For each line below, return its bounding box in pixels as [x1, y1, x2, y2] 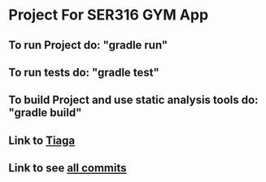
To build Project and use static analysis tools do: [8, 93, 259, 107]
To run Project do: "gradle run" [8, 38, 168, 52]
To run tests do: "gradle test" [8, 65, 160, 79]
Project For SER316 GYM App [8, 6, 209, 24]
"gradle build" [8, 106, 82, 119]
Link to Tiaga [8, 133, 76, 147]
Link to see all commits [8, 161, 127, 175]
